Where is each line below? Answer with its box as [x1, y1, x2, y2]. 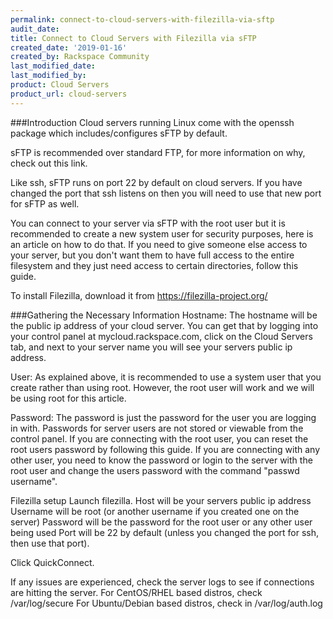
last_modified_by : [10, 71, 87, 81]
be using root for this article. [10, 392, 127, 404]
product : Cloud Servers [10, 80, 110, 90]
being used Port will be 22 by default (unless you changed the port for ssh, [10, 526, 320, 538]
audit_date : [10, 24, 60, 34]
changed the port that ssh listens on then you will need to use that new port [10, 187, 322, 199]
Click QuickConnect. [10, 556, 95, 568]
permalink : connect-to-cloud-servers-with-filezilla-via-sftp [10, 14, 275, 25]
